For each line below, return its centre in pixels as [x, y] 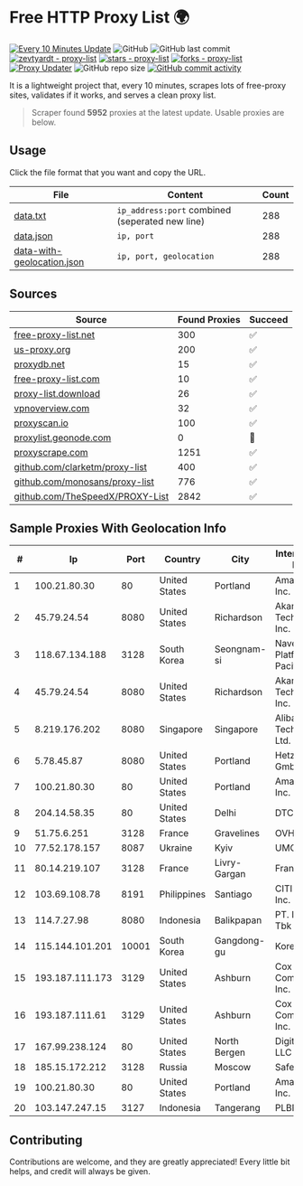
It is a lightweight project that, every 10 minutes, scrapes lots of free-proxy [148, 85]
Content [185, 194]
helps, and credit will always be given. [80, 1172]
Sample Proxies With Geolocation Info [118, 528]
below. [44, 122]
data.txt [30, 215]
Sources [33, 294]
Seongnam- [241, 649]
